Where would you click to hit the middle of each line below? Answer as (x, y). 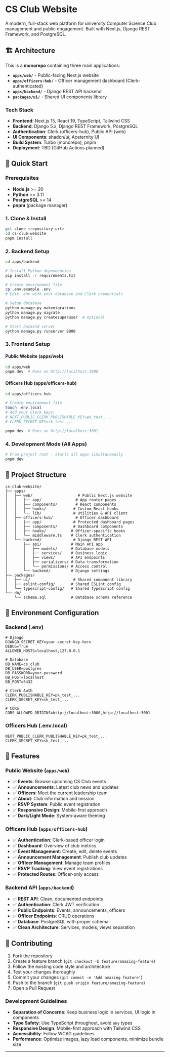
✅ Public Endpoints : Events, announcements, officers (69, 910)
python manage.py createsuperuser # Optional (55, 317)
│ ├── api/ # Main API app (54, 544)
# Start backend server (30, 327)
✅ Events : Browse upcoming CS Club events (59, 782)
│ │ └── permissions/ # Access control (56, 566)
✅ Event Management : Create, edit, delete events (65, 851)
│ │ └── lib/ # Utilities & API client (67, 513)
